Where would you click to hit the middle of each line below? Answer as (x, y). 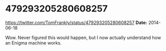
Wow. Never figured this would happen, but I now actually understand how (83, 37)
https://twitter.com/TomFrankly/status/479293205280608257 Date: (76, 22)
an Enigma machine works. (34, 42)
